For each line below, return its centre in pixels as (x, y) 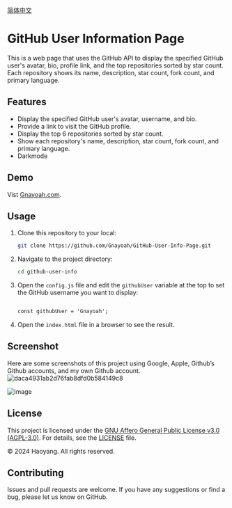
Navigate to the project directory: (65, 259)
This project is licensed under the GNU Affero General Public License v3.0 (114, 430)
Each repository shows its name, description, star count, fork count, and (111, 72)
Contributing (36, 473)
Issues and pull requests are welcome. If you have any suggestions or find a (116, 490)
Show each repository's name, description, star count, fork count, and (118, 141)
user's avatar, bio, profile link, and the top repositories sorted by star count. (116, 65)
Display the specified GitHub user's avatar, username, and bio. (107, 119)
